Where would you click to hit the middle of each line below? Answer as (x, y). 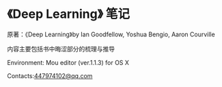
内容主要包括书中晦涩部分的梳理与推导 (61, 49)
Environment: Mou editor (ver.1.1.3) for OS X (68, 62)
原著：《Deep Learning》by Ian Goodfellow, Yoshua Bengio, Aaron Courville (111, 34)
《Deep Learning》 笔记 (68, 14)
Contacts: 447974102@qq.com (50, 75)
